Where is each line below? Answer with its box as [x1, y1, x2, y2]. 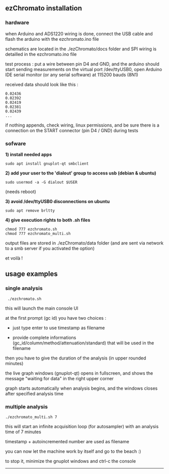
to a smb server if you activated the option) [5, 245, 95, 251]
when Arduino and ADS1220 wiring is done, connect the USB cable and [5, 30, 153, 37]
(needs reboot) [5, 189, 36, 195]
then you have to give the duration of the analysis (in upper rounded [5, 355, 146, 361]
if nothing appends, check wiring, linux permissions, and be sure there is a [5, 122, 159, 128]
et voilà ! [5, 255, 23, 261]
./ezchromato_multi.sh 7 [5, 414, 57, 420]
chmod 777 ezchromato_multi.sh [5, 231, 71, 236]
